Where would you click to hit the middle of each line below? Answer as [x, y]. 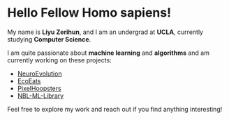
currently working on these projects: [59, 60]
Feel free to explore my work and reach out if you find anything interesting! [115, 109]
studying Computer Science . [49, 39]
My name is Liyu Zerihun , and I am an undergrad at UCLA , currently [105, 32]
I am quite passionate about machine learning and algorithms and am [108, 53]
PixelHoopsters [39, 88]
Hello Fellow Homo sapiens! [89, 13]
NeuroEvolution [39, 74]
